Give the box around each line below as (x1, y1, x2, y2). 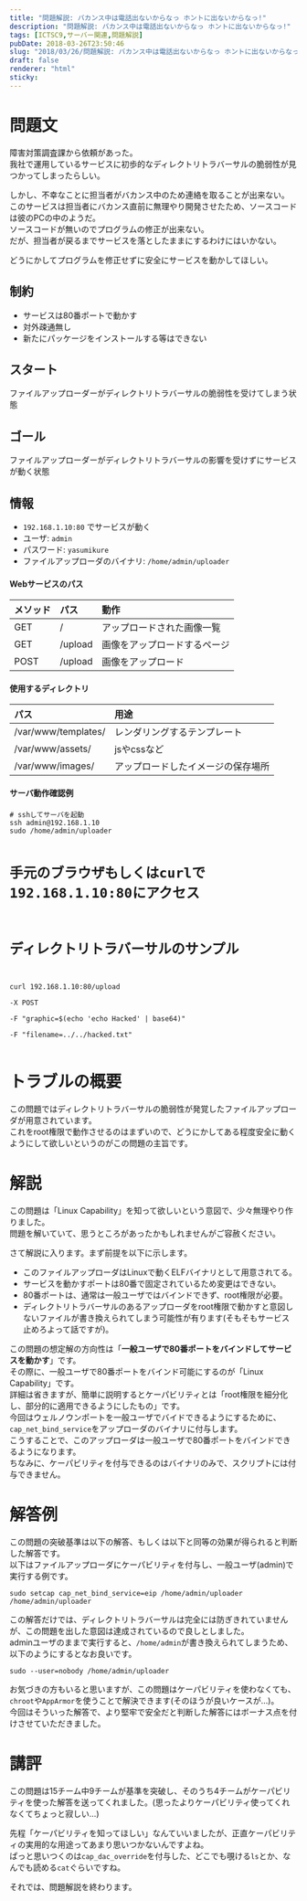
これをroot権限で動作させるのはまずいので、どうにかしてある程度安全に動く (9, 1126, 297, 1137)
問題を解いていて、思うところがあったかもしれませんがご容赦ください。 (9, 1227, 281, 1238)
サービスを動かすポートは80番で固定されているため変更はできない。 (22, 1278, 281, 1289)
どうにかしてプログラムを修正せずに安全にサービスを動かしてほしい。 (9, 254, 273, 265)
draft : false (9, 56, 59, 65)
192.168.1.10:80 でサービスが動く (22, 521, 152, 532)
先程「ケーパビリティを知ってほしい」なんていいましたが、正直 (9, 1827, 249, 1838)
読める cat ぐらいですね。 (33, 1862, 126, 1873)
